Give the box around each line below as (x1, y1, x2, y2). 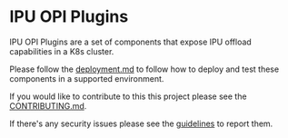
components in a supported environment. (9, 73, 164, 84)
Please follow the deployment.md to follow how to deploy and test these (9, 64, 280, 74)
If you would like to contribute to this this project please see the (9, 91, 247, 102)
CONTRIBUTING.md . (9, 100, 87, 111)
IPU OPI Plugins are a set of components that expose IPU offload (9, 36, 252, 47)
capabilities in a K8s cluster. (9, 45, 114, 56)
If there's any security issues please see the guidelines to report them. (9, 118, 273, 129)
